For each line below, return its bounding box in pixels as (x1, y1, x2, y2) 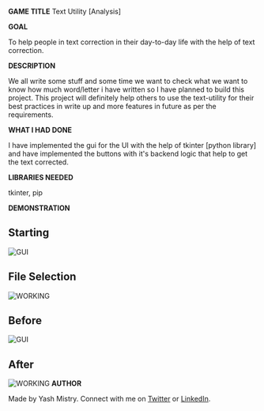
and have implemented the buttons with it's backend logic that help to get (8, 149, 248, 158)
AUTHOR (51, 379, 81, 388)
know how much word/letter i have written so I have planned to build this (8, 85, 245, 94)
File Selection (8, 270, 77, 284)
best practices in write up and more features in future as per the (8, 102, 217, 111)
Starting (8, 226, 50, 239)
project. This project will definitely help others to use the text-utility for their (8, 93, 255, 102)
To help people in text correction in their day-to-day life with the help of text (8, 37, 255, 47)
